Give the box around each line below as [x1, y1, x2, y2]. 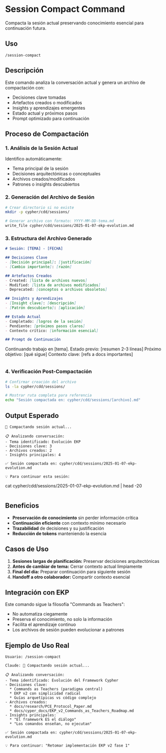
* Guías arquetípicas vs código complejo [9, 695, 97, 700]
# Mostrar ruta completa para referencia [5, 393, 92, 398]
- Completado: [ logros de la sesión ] [5, 319, 83, 324]
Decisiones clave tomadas [12, 94, 66, 100]
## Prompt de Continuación [5, 337, 61, 342]
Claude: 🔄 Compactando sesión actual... [5, 663, 90, 668]
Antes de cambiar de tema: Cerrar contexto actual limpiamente [12, 563, 143, 569]
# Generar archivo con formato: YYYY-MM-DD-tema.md [5, 218, 114, 224]
